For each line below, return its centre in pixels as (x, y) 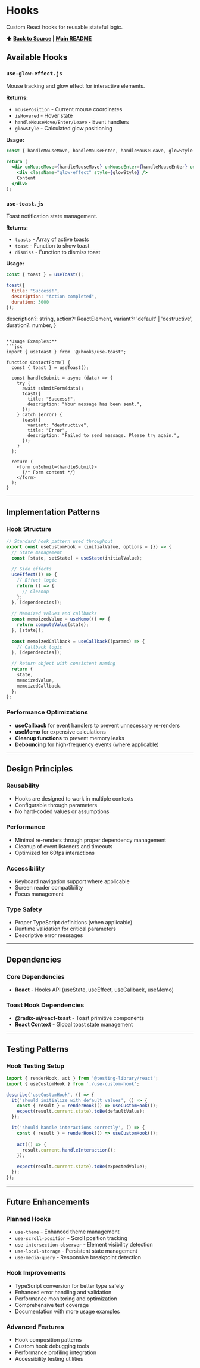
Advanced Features (35, 1327)
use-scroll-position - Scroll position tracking (71, 1238)
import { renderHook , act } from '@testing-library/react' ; (82, 1078)
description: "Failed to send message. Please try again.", (104, 436)
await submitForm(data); (53, 389)
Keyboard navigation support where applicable (72, 881)
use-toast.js (25, 204)
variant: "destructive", (58, 425)
